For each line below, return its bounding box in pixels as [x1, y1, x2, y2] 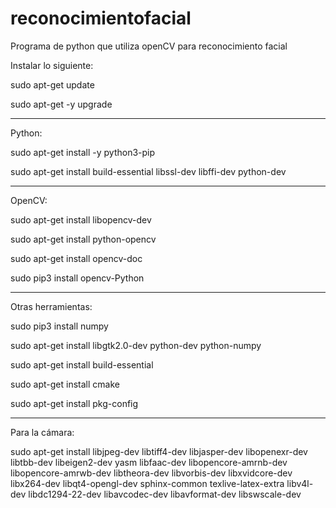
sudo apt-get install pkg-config [10, 397, 139, 409]
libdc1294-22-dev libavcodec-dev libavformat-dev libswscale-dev [28, 488, 302, 500]
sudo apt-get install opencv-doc [10, 252, 143, 264]
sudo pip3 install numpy [10, 320, 109, 332]
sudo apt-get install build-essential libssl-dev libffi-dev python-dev [10, 165, 287, 177]
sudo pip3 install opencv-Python [10, 272, 145, 284]
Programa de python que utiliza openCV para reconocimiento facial [10, 40, 288, 52]
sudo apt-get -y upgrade [10, 98, 113, 110]
